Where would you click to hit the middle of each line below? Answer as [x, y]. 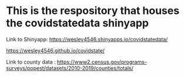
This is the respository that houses [93, 11]
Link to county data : [31, 62]
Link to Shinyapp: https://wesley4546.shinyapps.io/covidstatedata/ [87, 39]
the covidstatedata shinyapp [78, 23]
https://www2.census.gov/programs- [102, 62]
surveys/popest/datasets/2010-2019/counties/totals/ [70, 68]
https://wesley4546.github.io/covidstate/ [55, 50]
